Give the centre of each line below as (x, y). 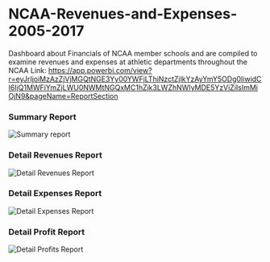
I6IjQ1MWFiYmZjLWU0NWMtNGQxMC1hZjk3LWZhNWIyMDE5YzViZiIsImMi (133, 87)
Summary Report (42, 117)
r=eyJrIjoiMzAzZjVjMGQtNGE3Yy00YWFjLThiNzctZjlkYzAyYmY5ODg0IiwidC (135, 79)
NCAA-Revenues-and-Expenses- (123, 14)
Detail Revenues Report (55, 155)
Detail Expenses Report (55, 194)
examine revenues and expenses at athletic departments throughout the (128, 62)
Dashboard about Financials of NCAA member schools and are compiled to (133, 53)
